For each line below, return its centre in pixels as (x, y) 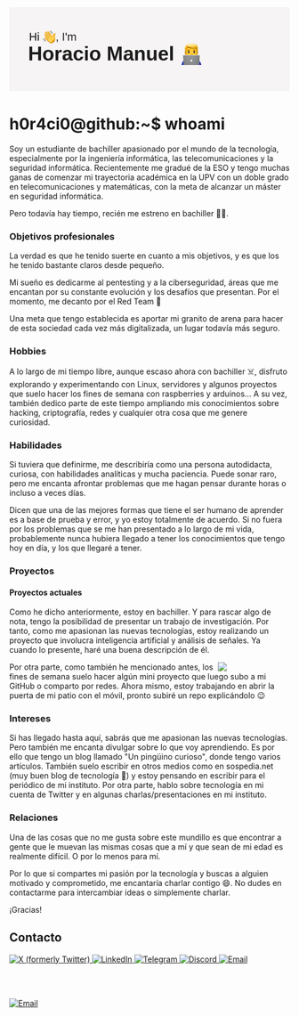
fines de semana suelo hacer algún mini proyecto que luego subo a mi (138, 677)
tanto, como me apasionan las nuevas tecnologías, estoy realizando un (139, 631)
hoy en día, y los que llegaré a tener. (76, 548)
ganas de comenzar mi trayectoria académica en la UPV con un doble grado (149, 177)
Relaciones (34, 818)
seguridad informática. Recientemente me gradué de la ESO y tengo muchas (149, 168)
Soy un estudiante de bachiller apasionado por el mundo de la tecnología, (144, 149)
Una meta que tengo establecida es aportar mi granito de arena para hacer (146, 319)
